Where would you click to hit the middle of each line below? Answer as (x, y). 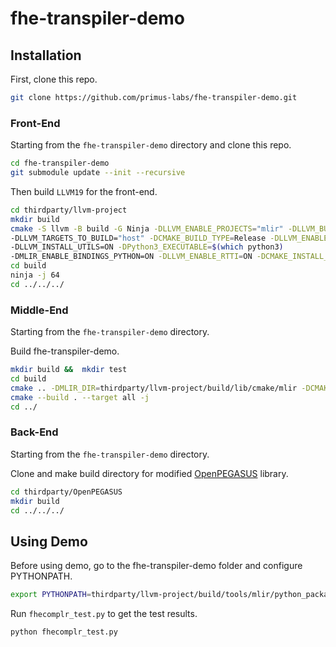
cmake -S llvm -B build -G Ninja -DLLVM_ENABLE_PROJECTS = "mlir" (147, 228)
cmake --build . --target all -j (80, 397)
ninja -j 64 (35, 275)
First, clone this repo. (54, 79)
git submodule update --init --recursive (98, 173)
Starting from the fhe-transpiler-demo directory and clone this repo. (151, 145)
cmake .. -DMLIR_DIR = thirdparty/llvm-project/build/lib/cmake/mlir (154, 388)
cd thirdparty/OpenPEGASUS (66, 492)
